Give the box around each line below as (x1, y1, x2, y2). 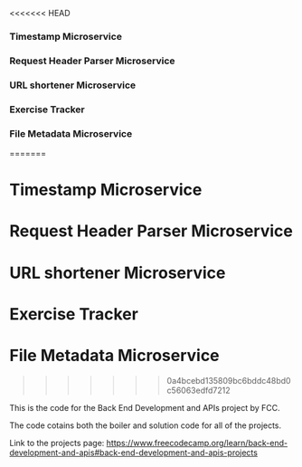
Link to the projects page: (9, 437, 105, 448)
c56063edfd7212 (166, 385, 231, 396)
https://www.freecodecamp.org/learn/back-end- (106, 437, 288, 448)
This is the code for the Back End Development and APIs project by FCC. (9, 402, 280, 413)
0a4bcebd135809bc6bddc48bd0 (166, 375, 291, 386)
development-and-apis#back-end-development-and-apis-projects (9, 447, 258, 458)
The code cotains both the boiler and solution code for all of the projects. (9, 420, 282, 431)
